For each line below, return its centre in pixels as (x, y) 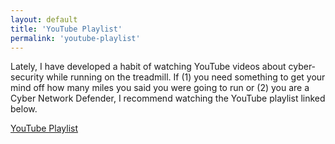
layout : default (44, 19)
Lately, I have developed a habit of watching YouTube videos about (148, 67)
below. (24, 109)
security (27, 77)
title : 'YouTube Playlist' (66, 29)
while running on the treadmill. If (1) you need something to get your (186, 77)
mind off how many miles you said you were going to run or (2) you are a (160, 88)
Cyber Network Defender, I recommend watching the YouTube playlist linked (168, 98)
